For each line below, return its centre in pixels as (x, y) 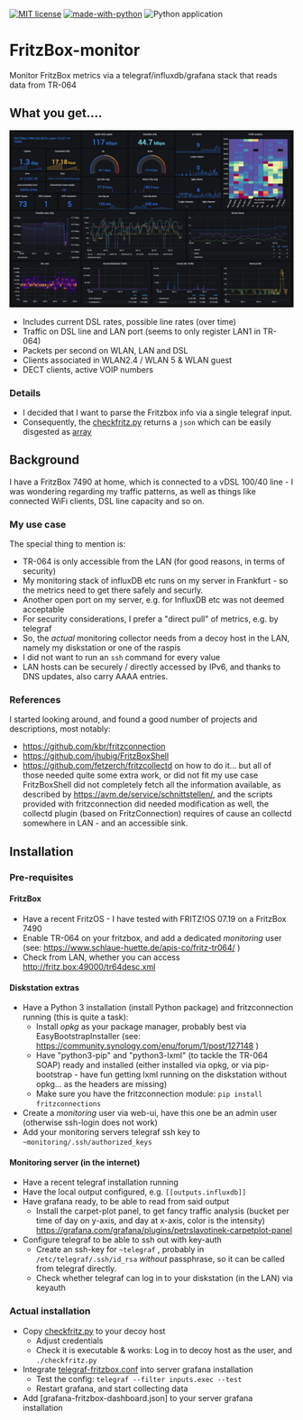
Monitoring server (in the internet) (75, 1162)
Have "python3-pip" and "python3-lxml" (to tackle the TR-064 (152, 1056)
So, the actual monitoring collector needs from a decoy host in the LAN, (156, 638)
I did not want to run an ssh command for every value (121, 658)
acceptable (43, 610)
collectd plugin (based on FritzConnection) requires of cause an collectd (157, 814)
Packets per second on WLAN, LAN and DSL (105, 350)
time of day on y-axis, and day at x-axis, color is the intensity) (151, 1221)
